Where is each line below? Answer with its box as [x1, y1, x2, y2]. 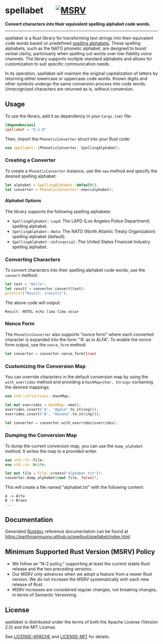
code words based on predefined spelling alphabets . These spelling [5, 40, 141, 46]
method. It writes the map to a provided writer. [5, 448, 98, 454]
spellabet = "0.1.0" [5, 127, 47, 132]
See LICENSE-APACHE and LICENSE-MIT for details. [5, 633, 110, 639]
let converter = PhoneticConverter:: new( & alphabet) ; [5, 187, 114, 192]
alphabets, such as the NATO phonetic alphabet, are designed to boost [5, 45, 147, 51]
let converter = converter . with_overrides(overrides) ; [5, 420, 118, 425]
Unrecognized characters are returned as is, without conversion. [5, 86, 134, 92]
